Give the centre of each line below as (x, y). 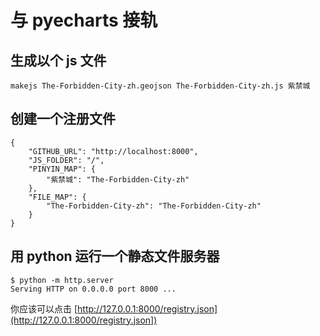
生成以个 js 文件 (58, 60)
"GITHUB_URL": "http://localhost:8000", (113, 151)
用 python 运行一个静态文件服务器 (115, 256)
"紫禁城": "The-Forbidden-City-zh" (118, 179)
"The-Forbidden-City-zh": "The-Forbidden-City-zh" (154, 206)
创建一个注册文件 (63, 119)
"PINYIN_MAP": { (62, 169)
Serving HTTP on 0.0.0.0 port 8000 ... (93, 289)
